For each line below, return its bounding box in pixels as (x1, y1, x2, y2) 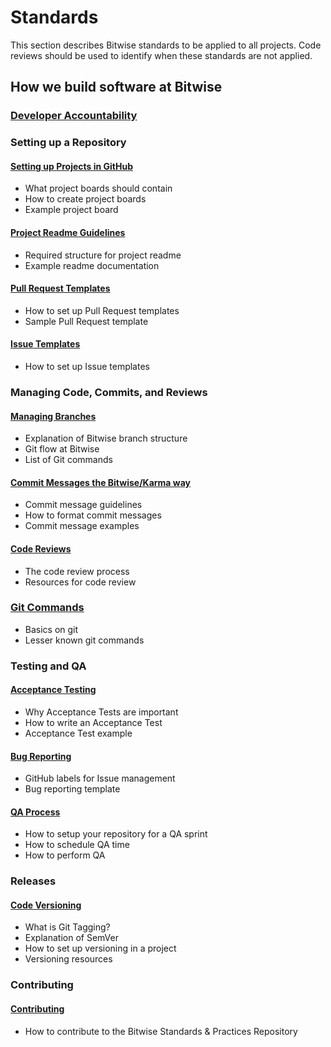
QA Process (10, 806, 61, 818)
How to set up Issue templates (24, 360, 150, 372)
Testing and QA (10, 659, 87, 673)
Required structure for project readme (24, 249, 182, 261)
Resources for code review (24, 576, 137, 588)
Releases (10, 874, 57, 888)
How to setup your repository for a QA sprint (24, 828, 208, 840)
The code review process (24, 565, 130, 577)
